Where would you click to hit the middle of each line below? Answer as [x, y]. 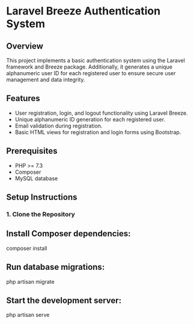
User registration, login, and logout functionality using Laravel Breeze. [101, 113]
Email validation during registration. [59, 126]
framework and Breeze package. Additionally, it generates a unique [89, 67]
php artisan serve [28, 315]
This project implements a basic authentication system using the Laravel [95, 60]
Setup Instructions [42, 197]
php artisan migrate [31, 281]
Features [23, 98]
